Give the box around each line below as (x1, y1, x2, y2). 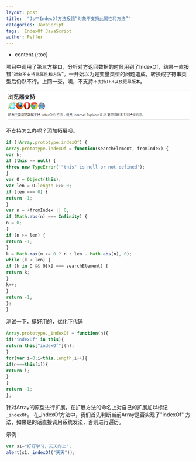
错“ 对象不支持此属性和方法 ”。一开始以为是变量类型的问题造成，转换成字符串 (6, 70, 182, 78)
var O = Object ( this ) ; (6, 177, 61, 183)
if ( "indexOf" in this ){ (6, 337, 64, 343)
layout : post (6, 9, 38, 15)
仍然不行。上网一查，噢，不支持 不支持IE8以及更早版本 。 (16, 78, 146, 85)
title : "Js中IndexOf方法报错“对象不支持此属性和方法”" (6, 15, 131, 22)
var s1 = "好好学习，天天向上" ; (6, 443, 72, 449)
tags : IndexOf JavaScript (6, 28, 72, 34)
